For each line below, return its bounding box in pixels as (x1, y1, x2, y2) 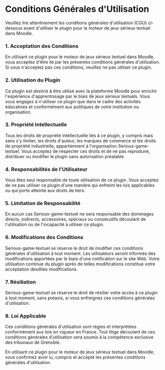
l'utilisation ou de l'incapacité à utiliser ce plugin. (5, 221, 104, 228)
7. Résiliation (5, 278, 36, 285)
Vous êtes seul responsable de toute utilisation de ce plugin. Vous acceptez (5, 177, 159, 183)
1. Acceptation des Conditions (5, 42, 79, 49)
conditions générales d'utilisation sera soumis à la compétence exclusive (5, 334, 154, 340)
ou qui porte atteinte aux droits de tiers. (5, 188, 85, 194)
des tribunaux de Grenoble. (5, 339, 61, 345)
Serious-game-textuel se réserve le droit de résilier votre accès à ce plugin (5, 290, 158, 296)
